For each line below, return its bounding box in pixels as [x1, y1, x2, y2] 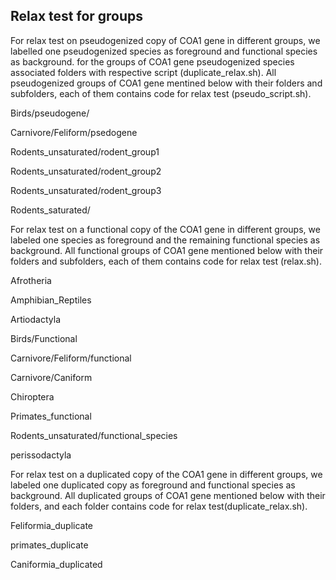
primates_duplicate [10, 539, 89, 551]
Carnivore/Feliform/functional [10, 352, 132, 364]
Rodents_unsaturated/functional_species [10, 429, 178, 441]
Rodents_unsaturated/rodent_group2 [10, 165, 162, 177]
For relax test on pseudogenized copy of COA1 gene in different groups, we [10, 34, 321, 46]
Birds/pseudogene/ [10, 107, 90, 119]
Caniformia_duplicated [10, 558, 103, 570]
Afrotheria [10, 274, 52, 286]
